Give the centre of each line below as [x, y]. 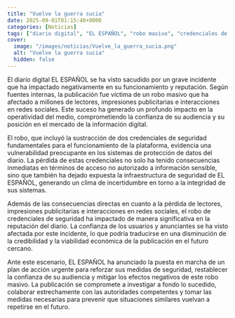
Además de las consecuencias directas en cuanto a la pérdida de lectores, [115, 204]
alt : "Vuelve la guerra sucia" [59, 53]
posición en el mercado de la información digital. [78, 124]
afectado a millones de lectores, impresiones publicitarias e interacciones [113, 102]
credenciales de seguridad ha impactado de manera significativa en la [109, 218]
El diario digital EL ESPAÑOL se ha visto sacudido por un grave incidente [112, 79]
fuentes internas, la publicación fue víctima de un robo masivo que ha [108, 94]
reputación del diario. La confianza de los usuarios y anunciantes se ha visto [118, 226]
